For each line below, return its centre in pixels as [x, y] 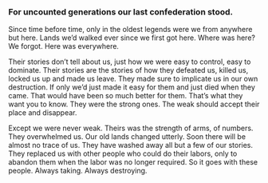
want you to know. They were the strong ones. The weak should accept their [134, 104]
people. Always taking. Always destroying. [78, 171]
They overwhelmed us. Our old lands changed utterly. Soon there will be [127, 137]
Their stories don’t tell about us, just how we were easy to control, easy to [130, 62]
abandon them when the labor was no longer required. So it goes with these [133, 162]
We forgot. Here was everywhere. [64, 46]
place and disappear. [43, 113]
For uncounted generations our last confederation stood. [121, 12]
